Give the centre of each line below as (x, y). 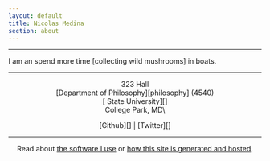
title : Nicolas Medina (46, 23)
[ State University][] (135, 101)
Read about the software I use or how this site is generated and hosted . (135, 149)
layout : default (35, 16)
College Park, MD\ (135, 110)
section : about (34, 31)
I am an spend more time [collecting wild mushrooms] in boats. (112, 61)
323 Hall (135, 85)
